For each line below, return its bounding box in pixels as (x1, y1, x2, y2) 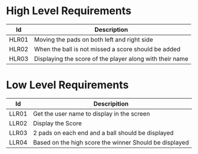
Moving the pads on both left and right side (34, 35, 153, 44)
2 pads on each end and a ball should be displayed (33, 129, 174, 137)
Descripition (93, 99, 128, 107)
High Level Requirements (6, 4, 131, 18)
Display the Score (33, 119, 82, 127)
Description (94, 25, 128, 34)
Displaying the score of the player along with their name (34, 54, 189, 63)
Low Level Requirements (6, 78, 129, 92)
